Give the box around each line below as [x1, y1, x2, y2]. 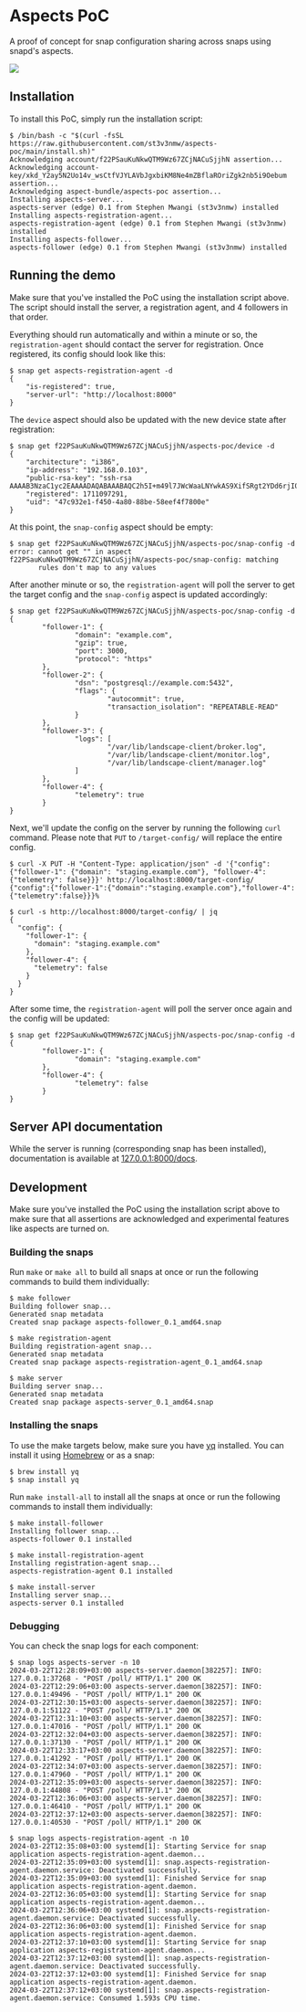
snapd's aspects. [9, 45, 75, 56]
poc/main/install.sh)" [9, 147, 96, 156]
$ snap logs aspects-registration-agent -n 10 [9, 1834, 189, 1843]
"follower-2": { [42, 670, 104, 679]
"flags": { [74, 686, 117, 695]
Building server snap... [9, 1382, 104, 1391]
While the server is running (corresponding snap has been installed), [9, 1143, 267, 1154]
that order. [9, 311, 48, 322]
